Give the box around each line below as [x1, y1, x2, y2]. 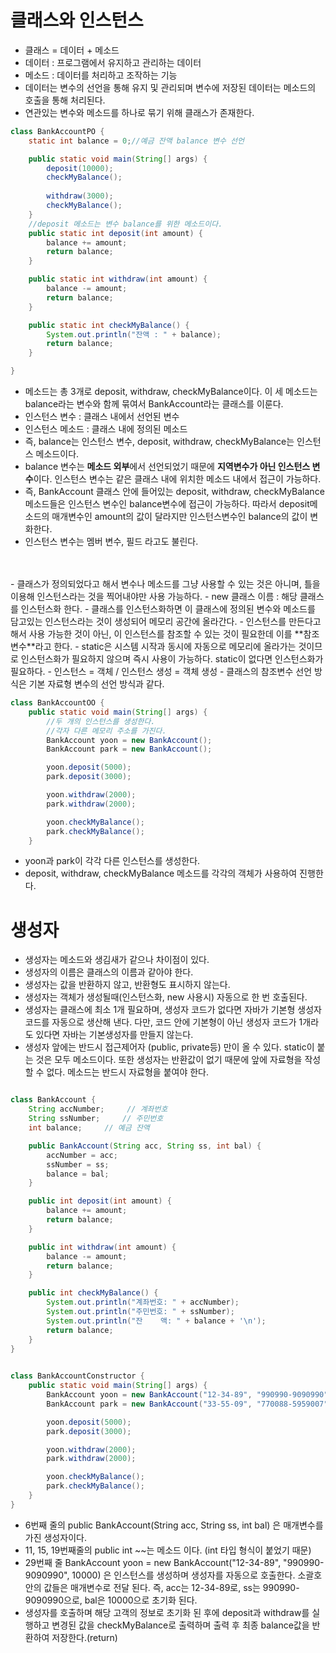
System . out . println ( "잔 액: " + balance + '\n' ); [46, 1316, 267, 1326]
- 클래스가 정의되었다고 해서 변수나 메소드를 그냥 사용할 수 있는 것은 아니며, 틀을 [10, 578, 321, 590]
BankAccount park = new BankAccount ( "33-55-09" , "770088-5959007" [46, 1399, 329, 1409]
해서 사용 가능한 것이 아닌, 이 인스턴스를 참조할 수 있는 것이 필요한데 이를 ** [10, 628, 304, 640]
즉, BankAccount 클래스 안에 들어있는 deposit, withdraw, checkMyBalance [24, 486, 325, 498]
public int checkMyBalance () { [28, 1288, 159, 1298]
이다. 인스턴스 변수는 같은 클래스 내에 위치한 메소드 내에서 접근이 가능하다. [33, 473, 322, 485]
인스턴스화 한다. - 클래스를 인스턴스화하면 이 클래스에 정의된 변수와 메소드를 [20, 603, 316, 615]
